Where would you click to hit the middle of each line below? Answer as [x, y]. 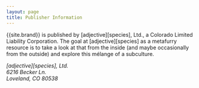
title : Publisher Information [44, 17]
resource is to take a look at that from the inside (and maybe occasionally [98, 47]
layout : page [23, 12]
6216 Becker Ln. [26, 72]
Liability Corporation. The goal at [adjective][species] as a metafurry [92, 41]
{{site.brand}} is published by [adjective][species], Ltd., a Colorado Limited [100, 34]
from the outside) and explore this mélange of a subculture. [80, 54]
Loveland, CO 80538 [32, 78]
